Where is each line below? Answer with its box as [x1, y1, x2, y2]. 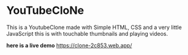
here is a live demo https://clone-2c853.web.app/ [6, 42, 132, 49]
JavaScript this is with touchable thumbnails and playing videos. [6, 30, 168, 37]
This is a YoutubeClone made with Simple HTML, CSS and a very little [6, 24, 182, 31]
